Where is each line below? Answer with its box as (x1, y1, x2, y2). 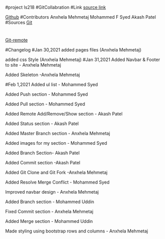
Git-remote (5, 37, 28, 43)
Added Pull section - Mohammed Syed (5, 101, 86, 107)
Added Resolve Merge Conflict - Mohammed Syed (5, 179, 110, 186)
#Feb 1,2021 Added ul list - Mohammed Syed (5, 82, 98, 88)
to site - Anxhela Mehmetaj (5, 62, 61, 68)
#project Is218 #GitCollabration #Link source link (5, 5, 106, 10)
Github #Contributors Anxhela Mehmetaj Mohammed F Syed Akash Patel (5, 14, 156, 20)
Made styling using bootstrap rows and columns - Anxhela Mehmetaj (5, 228, 148, 234)
